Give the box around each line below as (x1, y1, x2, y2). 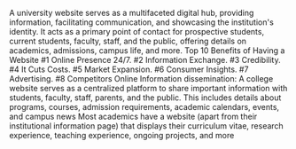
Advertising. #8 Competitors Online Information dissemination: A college (9, 74, 274, 83)
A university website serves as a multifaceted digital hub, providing (9, 8, 254, 18)
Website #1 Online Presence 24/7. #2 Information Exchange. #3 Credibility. (9, 55, 281, 65)
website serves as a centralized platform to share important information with (9, 83, 288, 93)
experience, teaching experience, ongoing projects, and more (9, 130, 235, 140)
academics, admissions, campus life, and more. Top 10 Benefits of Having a (9, 45, 285, 56)
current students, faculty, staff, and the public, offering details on (9, 35, 246, 46)
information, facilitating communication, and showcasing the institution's (9, 17, 275, 27)
